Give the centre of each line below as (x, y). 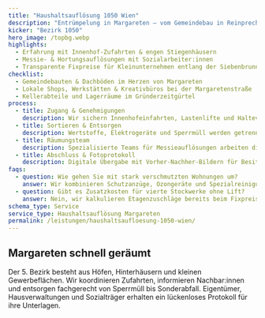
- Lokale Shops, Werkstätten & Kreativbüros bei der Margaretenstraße (134, 89)
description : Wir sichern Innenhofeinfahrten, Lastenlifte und (129, 118)
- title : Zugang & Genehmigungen (70, 111)
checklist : (26, 74)
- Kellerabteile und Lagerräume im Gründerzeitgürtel (105, 96)
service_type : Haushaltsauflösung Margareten (84, 214)
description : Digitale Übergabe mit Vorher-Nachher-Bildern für (130, 163)
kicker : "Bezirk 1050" (45, 30)
